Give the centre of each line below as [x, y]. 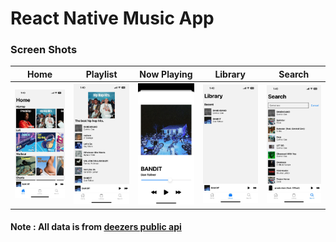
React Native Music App [112, 18]
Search [294, 74]
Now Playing [166, 74]
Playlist [101, 74]
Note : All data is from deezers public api [96, 227]
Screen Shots [44, 50]
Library [230, 74]
